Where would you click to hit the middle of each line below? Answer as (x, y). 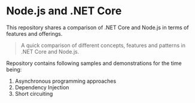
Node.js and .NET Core (64, 11)
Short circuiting (34, 93)
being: (14, 69)
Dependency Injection (42, 87)
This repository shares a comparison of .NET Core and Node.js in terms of (98, 27)
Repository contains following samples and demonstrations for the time (94, 63)
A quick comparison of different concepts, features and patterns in (103, 45)
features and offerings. (34, 33)
